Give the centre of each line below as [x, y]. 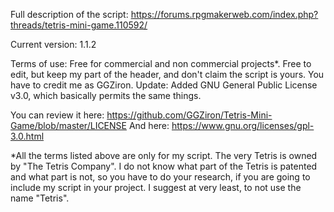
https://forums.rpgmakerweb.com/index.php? [224, 14]
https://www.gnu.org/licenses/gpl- [243, 125]
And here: [149, 125]
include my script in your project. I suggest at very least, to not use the [156, 187]
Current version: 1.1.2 [53, 44]
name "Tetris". [40, 198]
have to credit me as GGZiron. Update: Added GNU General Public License [164, 85]
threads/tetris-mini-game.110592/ [79, 25]
